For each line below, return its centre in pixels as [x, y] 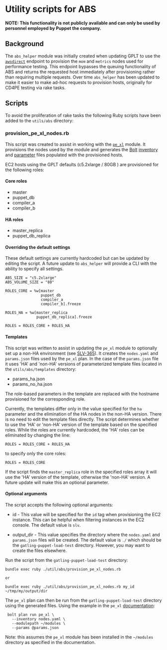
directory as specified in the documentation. [50, 642]
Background [24, 44]
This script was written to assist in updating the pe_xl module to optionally [81, 348]
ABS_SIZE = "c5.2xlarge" [31, 278]
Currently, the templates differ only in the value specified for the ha [74, 409]
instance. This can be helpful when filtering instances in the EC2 [78, 520]
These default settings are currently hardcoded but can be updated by [77, 258]
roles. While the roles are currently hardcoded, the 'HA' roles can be [75, 430]
